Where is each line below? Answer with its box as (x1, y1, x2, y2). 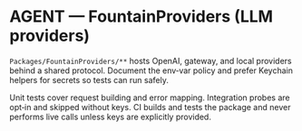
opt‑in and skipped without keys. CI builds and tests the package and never (9, 101, 291, 112)
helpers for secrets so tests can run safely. (9, 74, 170, 85)
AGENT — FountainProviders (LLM (9, 6, 274, 27)
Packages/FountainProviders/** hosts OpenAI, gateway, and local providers (9, 55, 292, 66)
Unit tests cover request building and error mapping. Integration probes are (9, 92, 290, 103)
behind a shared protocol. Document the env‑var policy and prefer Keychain (9, 65, 293, 76)
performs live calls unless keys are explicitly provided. (9, 111, 211, 122)
